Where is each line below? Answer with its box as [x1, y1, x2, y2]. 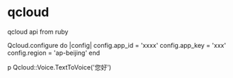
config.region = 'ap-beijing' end [7, 48, 101, 57]
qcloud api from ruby [7, 27, 69, 36]
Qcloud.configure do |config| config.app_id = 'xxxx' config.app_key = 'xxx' [7, 41, 227, 49]
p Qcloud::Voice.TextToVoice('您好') [7, 63, 112, 71]
